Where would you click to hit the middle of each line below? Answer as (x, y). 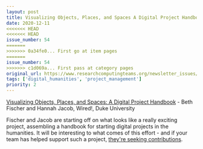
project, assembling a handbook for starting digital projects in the (88, 126)
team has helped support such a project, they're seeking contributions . (95, 139)
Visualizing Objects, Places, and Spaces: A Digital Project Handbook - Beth (100, 102)
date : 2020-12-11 (28, 23)
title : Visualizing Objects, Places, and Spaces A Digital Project (93, 17)
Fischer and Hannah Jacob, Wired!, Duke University (71, 108)
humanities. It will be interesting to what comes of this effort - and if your (97, 133)
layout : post (23, 12)
